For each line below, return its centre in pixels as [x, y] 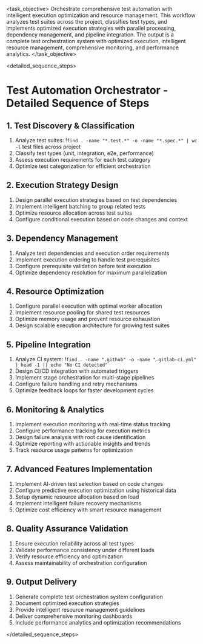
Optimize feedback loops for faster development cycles [84, 390]
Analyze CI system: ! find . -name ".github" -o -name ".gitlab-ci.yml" [106, 359]
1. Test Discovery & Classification [71, 126]
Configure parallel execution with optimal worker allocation [88, 306]
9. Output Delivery [42, 582]
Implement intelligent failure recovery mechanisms [78, 503]
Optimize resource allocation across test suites [73, 213]
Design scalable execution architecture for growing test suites [92, 325]
